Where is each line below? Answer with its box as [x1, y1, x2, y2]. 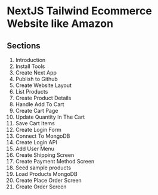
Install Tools [15, 63, 45, 70]
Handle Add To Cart [15, 101, 64, 108]
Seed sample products [15, 164, 71, 171]
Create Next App [15, 69, 57, 76]
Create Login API [15, 139, 57, 146]
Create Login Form [15, 126, 62, 133]
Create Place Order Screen [15, 177, 82, 184]
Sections [7, 41, 41, 51]
